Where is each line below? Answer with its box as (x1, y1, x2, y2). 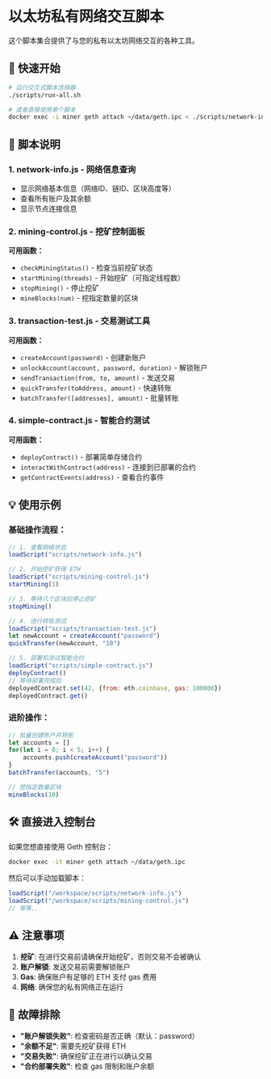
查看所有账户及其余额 (19, 193, 91, 203)
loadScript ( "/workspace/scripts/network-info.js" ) (8, 889, 182, 897)
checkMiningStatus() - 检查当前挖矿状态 (19, 263, 153, 273)
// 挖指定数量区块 (8, 783, 62, 791)
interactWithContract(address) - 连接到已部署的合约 (19, 462, 196, 472)
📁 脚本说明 (8, 137, 60, 151)
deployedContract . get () (8, 691, 89, 699)
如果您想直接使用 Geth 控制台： (8, 842, 114, 851)
